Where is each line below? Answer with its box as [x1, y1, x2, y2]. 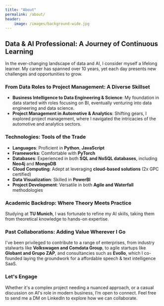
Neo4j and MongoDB [12, 160, 56, 166]
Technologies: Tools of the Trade [5, 134, 86, 141]
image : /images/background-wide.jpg [14, 21, 90, 26]
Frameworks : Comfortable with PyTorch [12, 150, 96, 156]
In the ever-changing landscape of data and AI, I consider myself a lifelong [5, 61, 158, 67]
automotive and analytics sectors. [12, 121, 82, 127]
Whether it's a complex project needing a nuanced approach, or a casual [5, 284, 154, 291]
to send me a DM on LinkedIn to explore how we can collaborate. [5, 295, 138, 301]
